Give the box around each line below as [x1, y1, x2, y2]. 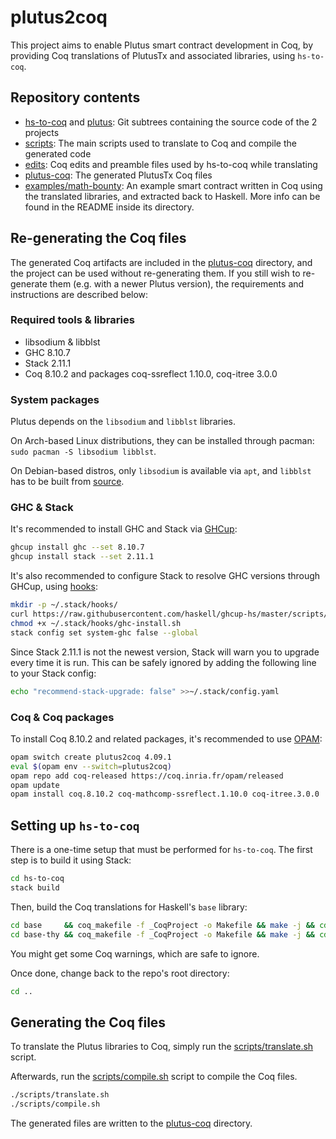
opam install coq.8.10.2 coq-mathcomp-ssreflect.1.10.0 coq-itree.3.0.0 [10, 789, 320, 800]
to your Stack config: [10, 667, 97, 679]
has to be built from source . [10, 476, 125, 488]
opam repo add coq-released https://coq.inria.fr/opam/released [10, 771, 284, 781]
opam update [10, 780, 60, 790]
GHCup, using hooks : [10, 581, 98, 593]
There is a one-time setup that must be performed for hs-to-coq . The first [10, 844, 313, 856]
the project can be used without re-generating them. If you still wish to [10, 267, 301, 279]
